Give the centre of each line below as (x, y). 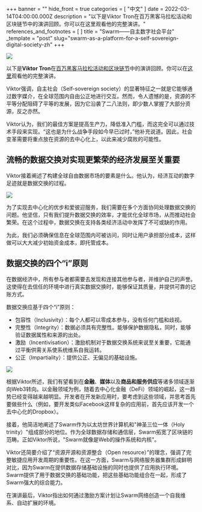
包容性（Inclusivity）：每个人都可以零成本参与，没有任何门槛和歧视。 (100, 320)
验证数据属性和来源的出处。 (49, 335)
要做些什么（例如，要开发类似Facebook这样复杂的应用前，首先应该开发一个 (100, 404)
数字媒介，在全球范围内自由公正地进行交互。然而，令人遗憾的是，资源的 (101, 96)
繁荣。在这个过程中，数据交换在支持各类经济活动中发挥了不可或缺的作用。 (98, 222)
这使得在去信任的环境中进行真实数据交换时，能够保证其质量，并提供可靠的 (98, 286)
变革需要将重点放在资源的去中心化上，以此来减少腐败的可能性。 (85, 139)
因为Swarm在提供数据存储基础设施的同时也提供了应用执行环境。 (102, 467)
